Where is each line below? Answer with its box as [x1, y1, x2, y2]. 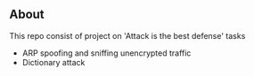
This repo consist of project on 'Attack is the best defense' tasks [9, 30, 246, 41]
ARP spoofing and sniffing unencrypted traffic [21, 48, 192, 58]
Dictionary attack [21, 57, 86, 67]
